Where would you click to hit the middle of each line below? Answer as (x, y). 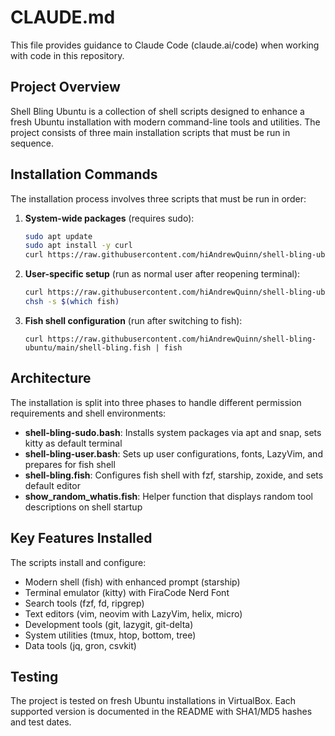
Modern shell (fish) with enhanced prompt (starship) (132, 582)
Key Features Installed (81, 538)
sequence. (32, 143)
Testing (34, 676)
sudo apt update (58, 236)
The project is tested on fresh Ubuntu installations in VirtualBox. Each (153, 701)
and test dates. (41, 722)
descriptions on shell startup (83, 507)
